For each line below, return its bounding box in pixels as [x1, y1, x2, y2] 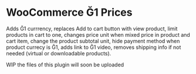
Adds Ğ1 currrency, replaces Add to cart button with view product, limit [6, 25, 178, 32]
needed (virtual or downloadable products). [6, 50, 111, 57]
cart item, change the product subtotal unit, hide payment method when [6, 37, 180, 44]
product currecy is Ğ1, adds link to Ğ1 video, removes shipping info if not [6, 44, 181, 51]
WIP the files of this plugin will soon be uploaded [6, 61, 124, 68]
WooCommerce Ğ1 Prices [6, 6, 133, 19]
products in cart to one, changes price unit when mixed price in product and [6, 31, 191, 38]
